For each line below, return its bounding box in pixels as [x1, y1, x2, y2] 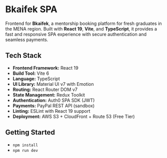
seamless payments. [5, 37, 48, 43]
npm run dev [12, 148, 38, 153]
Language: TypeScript [12, 75, 60, 82]
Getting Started [5, 128, 55, 137]
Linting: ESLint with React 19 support [12, 108, 90, 114]
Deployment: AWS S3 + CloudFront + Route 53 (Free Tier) [12, 113, 135, 119]
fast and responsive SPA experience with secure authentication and [5, 31, 147, 37]
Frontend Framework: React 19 [12, 65, 79, 71]
